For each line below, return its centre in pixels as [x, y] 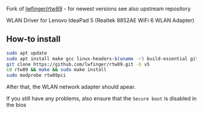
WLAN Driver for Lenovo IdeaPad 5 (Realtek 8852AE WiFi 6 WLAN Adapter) [100, 20]
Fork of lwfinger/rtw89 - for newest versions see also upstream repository [99, 9]
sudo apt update [27, 53]
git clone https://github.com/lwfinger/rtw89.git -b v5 [78, 64]
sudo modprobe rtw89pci [36, 75]
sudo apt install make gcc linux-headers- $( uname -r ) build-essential [97, 59]
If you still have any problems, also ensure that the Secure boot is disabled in [101, 99]
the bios [16, 105]
